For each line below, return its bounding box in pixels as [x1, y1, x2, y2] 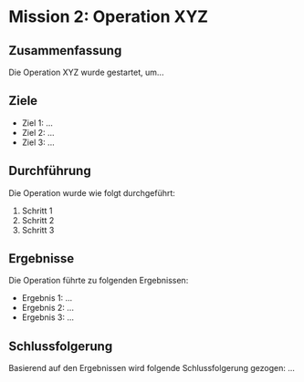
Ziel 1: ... [21, 117, 54, 129]
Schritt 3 [21, 224, 55, 235]
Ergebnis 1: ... [21, 293, 73, 304]
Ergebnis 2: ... [21, 303, 75, 314]
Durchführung [8, 163, 92, 179]
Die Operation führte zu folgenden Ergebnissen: [8, 275, 189, 286]
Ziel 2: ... [21, 127, 56, 138]
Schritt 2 [21, 214, 55, 225]
